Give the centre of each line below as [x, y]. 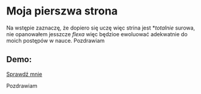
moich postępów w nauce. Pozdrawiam [56, 40]
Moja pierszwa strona [62, 11]
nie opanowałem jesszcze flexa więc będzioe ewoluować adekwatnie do [97, 34]
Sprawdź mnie [24, 74]
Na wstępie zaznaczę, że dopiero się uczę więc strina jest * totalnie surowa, [101, 28]
